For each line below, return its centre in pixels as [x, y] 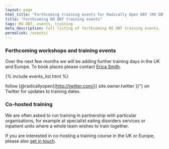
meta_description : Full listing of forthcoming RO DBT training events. [83, 28]
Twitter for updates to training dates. [43, 91]
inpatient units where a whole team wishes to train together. [67, 126]
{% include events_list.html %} [37, 76]
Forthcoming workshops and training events [61, 50]
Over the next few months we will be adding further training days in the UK [82, 61]
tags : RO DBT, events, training [39, 24]
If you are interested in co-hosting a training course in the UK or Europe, [80, 135]
